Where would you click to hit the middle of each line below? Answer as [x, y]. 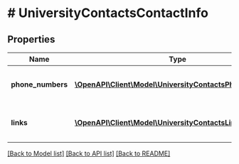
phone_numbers [39, 84]
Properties [31, 39]
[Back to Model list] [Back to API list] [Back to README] [89, 153]
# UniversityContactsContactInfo [108, 13]
